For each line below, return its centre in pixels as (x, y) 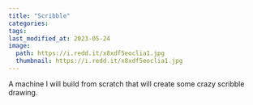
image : (19, 46)
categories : (28, 23)
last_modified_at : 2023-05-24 (60, 38)
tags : (17, 31)
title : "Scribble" (39, 16)
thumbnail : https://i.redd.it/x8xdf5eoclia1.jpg (99, 61)
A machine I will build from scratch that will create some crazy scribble (126, 84)
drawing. (23, 92)
